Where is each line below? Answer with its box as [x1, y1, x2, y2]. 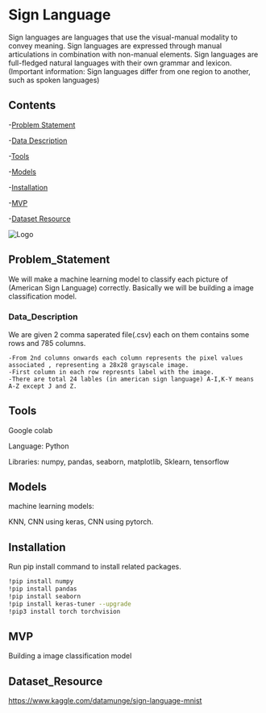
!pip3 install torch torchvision [8, 607, 121, 615]
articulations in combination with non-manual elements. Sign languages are [8, 49, 259, 59]
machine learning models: [8, 502, 94, 511]
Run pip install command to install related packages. [8, 562, 181, 572]
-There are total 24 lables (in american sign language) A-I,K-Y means [8, 375, 254, 383]
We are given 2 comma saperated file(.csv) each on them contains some [8, 329, 250, 340]
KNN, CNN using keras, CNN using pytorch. [8, 517, 154, 527]
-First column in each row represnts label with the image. [8, 368, 215, 376]
